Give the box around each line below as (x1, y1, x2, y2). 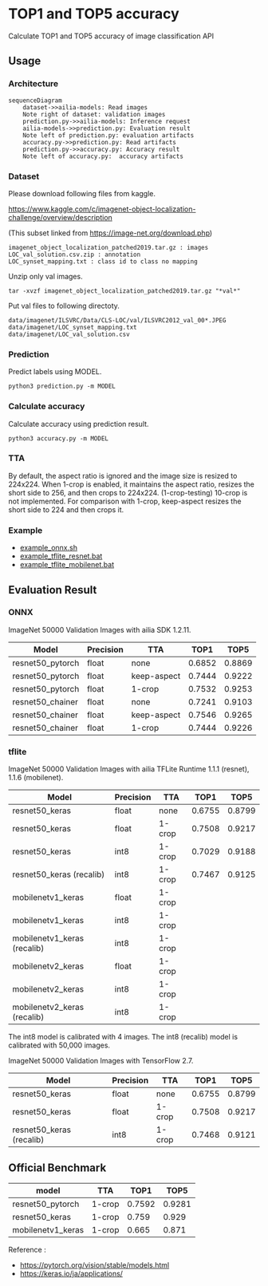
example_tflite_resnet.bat (19, 551, 103, 561)
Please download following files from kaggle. (8, 188, 156, 198)
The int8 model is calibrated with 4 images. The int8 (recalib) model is (8, 1032, 238, 1042)
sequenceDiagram (8, 97, 62, 105)
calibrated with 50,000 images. (8, 1040, 110, 1050)
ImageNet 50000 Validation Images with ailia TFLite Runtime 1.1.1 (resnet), (8, 764, 250, 774)
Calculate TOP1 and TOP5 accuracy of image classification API (8, 31, 215, 41)
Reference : (8, 1245, 46, 1254)
